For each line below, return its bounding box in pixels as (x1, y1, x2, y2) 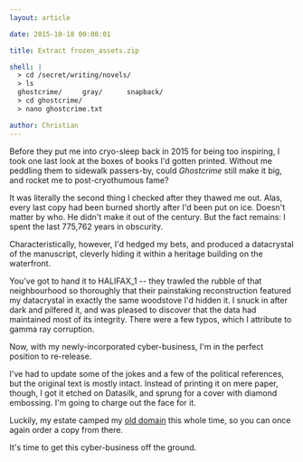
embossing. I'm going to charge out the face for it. (9, 397, 196, 408)
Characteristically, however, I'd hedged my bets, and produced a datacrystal (9, 238, 294, 249)
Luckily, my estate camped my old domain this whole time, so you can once (9, 414, 291, 426)
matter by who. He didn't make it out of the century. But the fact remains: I (9, 211, 287, 222)
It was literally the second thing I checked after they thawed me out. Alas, (9, 192, 283, 203)
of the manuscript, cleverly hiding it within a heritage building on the (9, 248, 264, 259)
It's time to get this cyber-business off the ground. (9, 441, 197, 453)
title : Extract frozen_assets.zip (9, 46, 140, 55)
